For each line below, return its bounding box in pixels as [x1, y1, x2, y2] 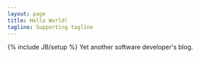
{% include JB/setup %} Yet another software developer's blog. [7, 43, 194, 52]
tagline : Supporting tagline [7, 23, 94, 30]
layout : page [7, 10, 46, 18]
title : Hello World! [7, 17, 69, 24]
